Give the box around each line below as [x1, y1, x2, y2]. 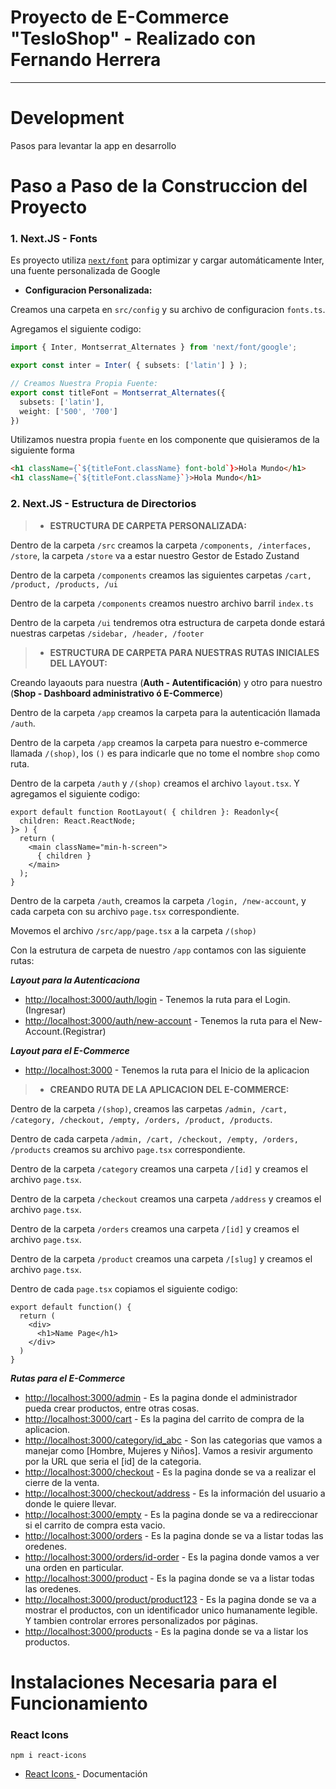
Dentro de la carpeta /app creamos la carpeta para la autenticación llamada [10, 706, 321, 718]
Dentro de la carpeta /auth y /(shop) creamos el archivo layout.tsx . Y [10, 777, 300, 789]
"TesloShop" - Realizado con [10, 27, 257, 50]
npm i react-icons [10, 1751, 87, 1761]
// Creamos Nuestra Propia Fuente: [10, 379, 159, 389]
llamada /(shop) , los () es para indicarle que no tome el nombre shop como [10, 747, 320, 759]
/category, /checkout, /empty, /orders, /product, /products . [10, 1113, 273, 1125]
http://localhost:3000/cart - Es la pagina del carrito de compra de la [24, 1412, 305, 1425]
